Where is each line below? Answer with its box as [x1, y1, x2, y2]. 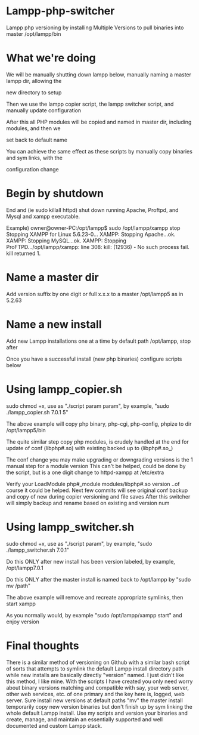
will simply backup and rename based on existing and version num [6, 499, 170, 506]
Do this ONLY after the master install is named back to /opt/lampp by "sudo [6, 576, 191, 583]
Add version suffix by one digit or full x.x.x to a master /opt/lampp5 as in [6, 290, 184, 297]
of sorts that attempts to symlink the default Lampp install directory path [6, 665, 184, 672]
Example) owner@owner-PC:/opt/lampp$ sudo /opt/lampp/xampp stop [6, 224, 181, 231]
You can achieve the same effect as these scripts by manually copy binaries [6, 147, 192, 155]
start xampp [6, 600, 36, 607]
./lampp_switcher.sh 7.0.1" [6, 546, 70, 553]
